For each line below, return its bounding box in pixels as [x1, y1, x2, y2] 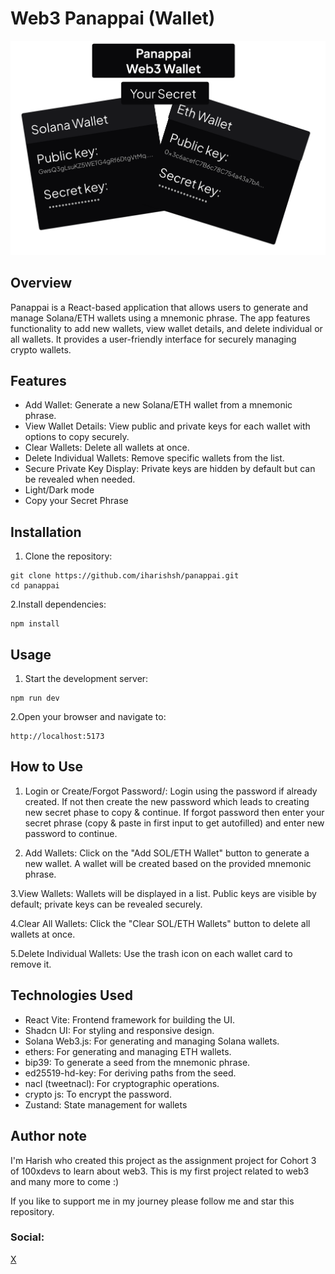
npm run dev [10, 693, 60, 704]
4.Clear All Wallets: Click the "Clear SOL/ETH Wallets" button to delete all [10, 917, 311, 929]
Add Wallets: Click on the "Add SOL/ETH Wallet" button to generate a [24, 847, 310, 859]
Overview [10, 275, 73, 292]
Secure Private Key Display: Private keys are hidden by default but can [24, 463, 316, 475]
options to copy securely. [24, 431, 130, 443]
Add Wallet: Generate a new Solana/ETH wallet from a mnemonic [24, 399, 293, 411]
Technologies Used [10, 987, 133, 1004]
